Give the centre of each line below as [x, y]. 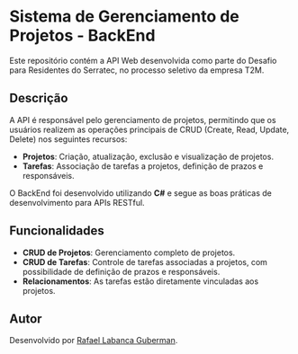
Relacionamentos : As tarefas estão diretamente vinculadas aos [140, 281]
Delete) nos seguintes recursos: [68, 139]
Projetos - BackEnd [82, 35]
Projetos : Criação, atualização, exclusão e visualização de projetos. [148, 156]
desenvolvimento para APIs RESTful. [77, 202]
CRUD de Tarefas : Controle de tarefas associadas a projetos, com [145, 261]
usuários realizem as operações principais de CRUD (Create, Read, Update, [149, 129]
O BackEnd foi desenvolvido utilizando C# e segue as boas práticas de [141, 193]
